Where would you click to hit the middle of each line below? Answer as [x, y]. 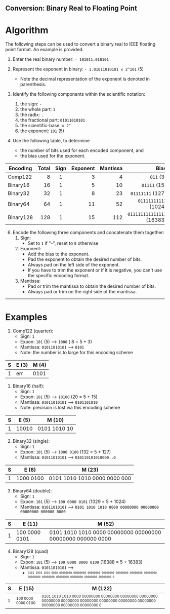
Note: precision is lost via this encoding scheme [70, 408]
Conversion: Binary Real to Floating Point [71, 8]
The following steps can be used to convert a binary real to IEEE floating [80, 44]
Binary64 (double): [32, 491]
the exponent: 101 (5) [42, 131]
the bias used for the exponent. [53, 156]
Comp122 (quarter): [33, 331]
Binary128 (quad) [31, 551]
